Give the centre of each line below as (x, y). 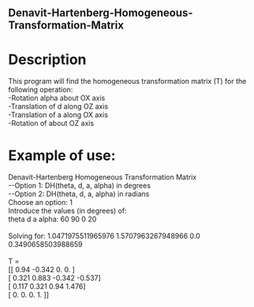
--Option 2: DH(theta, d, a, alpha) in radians (79, 194)
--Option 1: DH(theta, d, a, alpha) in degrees (80, 186)
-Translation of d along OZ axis (58, 107)
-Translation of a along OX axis (58, 115)
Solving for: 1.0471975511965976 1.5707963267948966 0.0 (105, 236)
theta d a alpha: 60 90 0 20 (52, 219)
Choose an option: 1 (41, 203)
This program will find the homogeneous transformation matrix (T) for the (127, 81)
